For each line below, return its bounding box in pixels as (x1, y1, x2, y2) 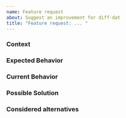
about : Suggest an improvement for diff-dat (6, 15, 121, 21)
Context (6, 40, 31, 48)
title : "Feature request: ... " (6, 20, 88, 26)
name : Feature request (6, 8, 64, 15)
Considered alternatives (6, 105, 79, 113)
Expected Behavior (6, 56, 64, 65)
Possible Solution (6, 89, 59, 97)
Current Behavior (6, 73, 59, 81)
